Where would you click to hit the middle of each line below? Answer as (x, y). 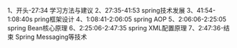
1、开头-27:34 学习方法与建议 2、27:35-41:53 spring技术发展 (97, 10)
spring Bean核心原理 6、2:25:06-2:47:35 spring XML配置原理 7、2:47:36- (116, 28)
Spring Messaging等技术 (51, 37)
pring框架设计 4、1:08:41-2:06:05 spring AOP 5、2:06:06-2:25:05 (131, 19)
